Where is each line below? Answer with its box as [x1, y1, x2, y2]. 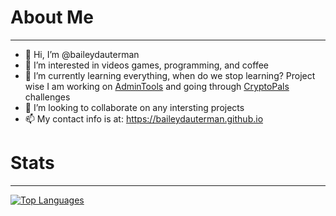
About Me [10, 6, 94, 29]
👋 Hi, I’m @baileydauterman [24, 48, 140, 60]
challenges [24, 91, 71, 103]
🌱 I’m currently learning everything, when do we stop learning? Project [24, 69, 316, 81]
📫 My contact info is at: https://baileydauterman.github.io [24, 112, 264, 125]
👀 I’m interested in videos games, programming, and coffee [24, 59, 269, 71]
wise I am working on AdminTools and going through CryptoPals [24, 80, 290, 92]
